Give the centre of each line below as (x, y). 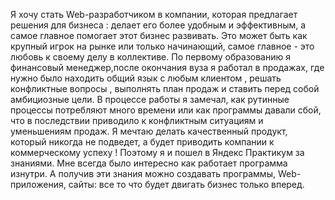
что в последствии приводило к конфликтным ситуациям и (137, 120)
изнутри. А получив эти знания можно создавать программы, (143, 173)
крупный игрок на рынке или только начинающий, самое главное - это (162, 46)
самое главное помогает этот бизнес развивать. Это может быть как (159, 35)
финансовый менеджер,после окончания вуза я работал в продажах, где (167, 67)
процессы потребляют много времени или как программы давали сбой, (166, 110)
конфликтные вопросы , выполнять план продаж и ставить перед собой (165, 88)
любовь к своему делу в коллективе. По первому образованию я (150, 57)
